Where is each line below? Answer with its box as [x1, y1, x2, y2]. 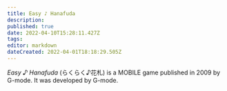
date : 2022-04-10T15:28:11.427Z [7, 29, 100, 37]
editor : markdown [7, 42, 57, 49]
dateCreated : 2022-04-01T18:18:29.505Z [7, 49, 122, 56]
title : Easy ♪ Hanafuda [7, 10, 76, 17]
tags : [7, 36, 23, 43]
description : [7, 17, 45, 23]
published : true [7, 23, 54, 30]
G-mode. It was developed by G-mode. [7, 76, 119, 84]
